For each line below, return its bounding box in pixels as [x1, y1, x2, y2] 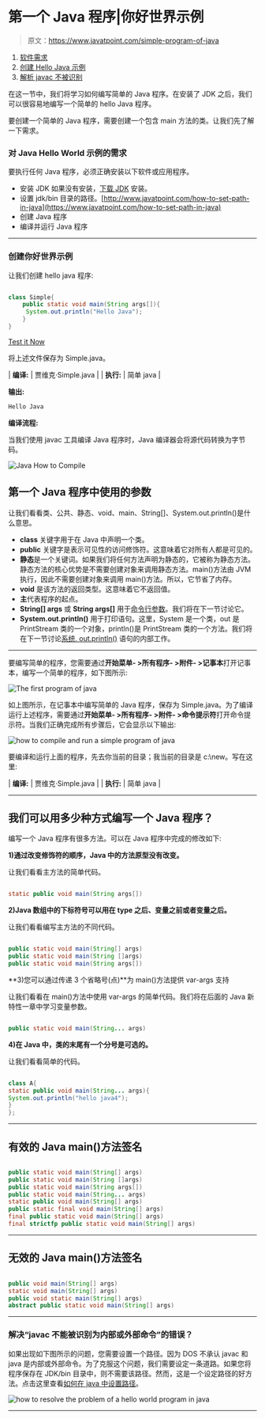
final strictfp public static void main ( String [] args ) [8, 1220, 196, 1228]
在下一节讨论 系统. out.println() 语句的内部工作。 [19, 633, 175, 643]
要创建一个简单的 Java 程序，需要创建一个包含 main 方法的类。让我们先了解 [8, 116, 255, 125]
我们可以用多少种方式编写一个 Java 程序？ [8, 811, 214, 825]
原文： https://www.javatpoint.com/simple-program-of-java [27, 36, 219, 45]
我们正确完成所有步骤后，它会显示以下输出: [35, 719, 177, 729]
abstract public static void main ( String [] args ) [8, 1302, 175, 1310]
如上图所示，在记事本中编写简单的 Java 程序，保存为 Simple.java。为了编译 [8, 700, 254, 709]
